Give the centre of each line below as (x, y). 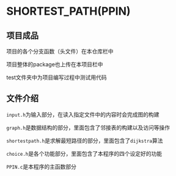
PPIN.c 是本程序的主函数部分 (41, 166)
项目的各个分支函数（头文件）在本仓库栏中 (60, 51)
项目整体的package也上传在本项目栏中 (55, 64)
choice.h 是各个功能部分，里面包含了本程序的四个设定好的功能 (84, 153)
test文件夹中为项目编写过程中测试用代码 (57, 77)
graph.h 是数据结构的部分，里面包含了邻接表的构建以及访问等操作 (88, 128)
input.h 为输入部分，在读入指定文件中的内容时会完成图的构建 (83, 114)
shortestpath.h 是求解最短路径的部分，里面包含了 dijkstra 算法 (85, 140)
